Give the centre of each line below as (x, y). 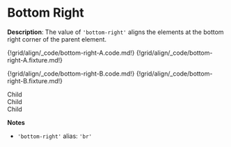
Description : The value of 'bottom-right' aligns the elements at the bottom (115, 32)
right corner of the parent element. (57, 39)
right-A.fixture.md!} (35, 60)
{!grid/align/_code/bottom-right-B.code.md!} (71, 73)
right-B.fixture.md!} (35, 80)
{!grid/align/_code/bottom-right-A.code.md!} (71, 53)
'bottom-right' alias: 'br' (55, 136)
